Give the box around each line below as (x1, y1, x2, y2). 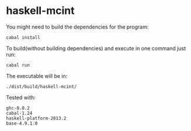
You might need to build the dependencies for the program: (6, 23, 149, 30)
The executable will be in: (6, 72, 68, 79)
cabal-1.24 (6, 110, 33, 116)
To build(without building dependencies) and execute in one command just (6, 45, 186, 52)
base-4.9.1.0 (6, 121, 38, 126)
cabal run (6, 62, 30, 68)
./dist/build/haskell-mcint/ (6, 83, 77, 90)
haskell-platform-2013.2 (6, 115, 67, 121)
